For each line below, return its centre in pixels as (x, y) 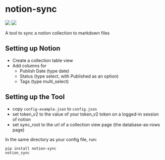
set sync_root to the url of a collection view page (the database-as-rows (86, 124)
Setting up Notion (33, 49)
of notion (22, 119)
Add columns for (29, 66)
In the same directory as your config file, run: (51, 139)
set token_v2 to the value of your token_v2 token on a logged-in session (85, 114)
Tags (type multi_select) (44, 81)
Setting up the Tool (35, 97)
